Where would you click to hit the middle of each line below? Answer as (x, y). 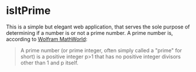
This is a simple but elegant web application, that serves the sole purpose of (98, 27)
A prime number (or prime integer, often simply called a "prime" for (101, 50)
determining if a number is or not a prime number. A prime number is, (90, 33)
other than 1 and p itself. (49, 63)
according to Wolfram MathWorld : (47, 39)
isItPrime (28, 11)
